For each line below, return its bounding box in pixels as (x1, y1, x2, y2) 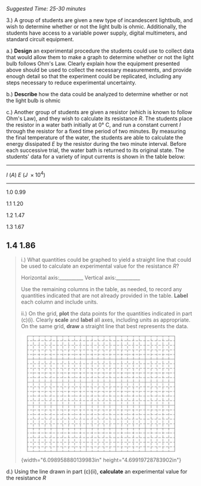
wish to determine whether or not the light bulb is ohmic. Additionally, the (6, 23, 187, 30)
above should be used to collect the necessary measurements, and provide (6, 66, 192, 74)
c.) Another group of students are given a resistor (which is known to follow (6, 109, 193, 115)
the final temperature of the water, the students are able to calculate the (6, 134, 184, 141)
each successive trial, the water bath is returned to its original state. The (6, 146, 184, 154)
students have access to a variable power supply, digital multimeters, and (6, 29, 187, 36)
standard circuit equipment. (6, 36, 75, 42)
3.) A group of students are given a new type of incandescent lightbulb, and (6, 17, 193, 23)
